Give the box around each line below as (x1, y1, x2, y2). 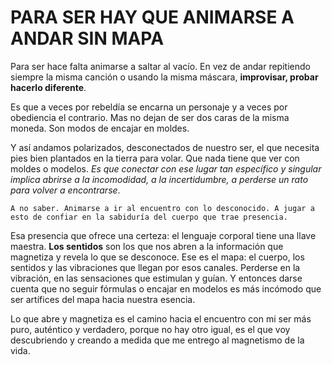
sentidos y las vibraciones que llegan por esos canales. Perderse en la (10, 261, 301, 273)
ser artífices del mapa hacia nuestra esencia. (10, 293, 196, 305)
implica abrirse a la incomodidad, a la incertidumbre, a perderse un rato (10, 173, 309, 185)
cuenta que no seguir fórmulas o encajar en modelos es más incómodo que (10, 282, 322, 295)
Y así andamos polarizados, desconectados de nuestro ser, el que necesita (10, 141, 320, 153)
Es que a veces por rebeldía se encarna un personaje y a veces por (10, 101, 288, 113)
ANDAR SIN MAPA (10, 27, 165, 50)
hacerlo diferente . (10, 81, 87, 93)
